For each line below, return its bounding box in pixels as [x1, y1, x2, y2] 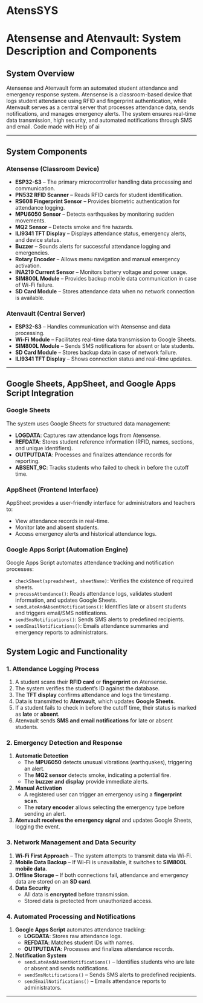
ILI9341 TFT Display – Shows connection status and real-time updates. [14, 355, 192, 362]
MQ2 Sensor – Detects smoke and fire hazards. [14, 223, 134, 230]
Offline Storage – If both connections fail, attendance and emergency [14, 871, 188, 879]
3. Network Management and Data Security [6, 838, 137, 847]
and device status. [14, 236, 62, 243]
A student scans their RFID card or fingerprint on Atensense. [14, 678, 168, 685]
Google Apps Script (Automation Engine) [6, 545, 129, 554]
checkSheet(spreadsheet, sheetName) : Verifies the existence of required [14, 577, 193, 585]
